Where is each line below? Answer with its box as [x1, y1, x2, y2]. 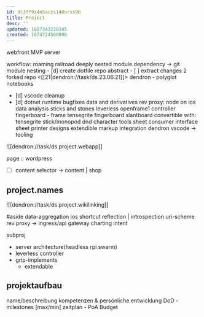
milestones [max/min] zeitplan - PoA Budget [6, 303, 118, 310]
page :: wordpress [6, 155, 53, 162]
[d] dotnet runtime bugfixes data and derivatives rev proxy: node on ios [15, 99, 196, 106]
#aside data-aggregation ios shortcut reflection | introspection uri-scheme [6, 213, 195, 220]
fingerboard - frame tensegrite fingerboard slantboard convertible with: [15, 112, 197, 119]
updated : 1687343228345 [6, 26, 68, 32]
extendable [24, 263, 53, 270]
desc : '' [6, 20, 29, 26]
